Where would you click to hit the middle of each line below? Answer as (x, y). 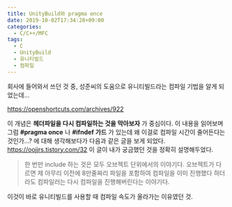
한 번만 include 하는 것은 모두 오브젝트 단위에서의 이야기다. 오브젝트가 (119, 164)
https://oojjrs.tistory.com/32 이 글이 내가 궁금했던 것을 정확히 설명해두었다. (110, 149)
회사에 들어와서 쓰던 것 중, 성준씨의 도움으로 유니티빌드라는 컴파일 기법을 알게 (112, 86)
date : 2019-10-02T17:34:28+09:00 (56, 20)
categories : (24, 26)
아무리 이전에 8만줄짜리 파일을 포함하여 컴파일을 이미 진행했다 (129, 173)
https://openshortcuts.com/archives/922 (65, 109)
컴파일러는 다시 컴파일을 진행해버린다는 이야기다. (103, 181)
